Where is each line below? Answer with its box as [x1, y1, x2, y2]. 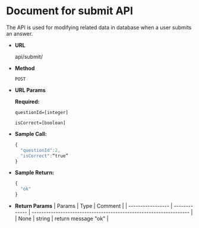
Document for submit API [6, 4, 134, 18]
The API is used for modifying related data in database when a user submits [6, 24, 192, 31]
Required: [14, 98, 40, 105]
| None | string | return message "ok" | [14, 215, 109, 222]
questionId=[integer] [14, 109, 68, 115]
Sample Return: [14, 169, 55, 176]
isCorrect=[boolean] [14, 120, 66, 126]
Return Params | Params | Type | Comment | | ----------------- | [14, 202, 173, 210]
